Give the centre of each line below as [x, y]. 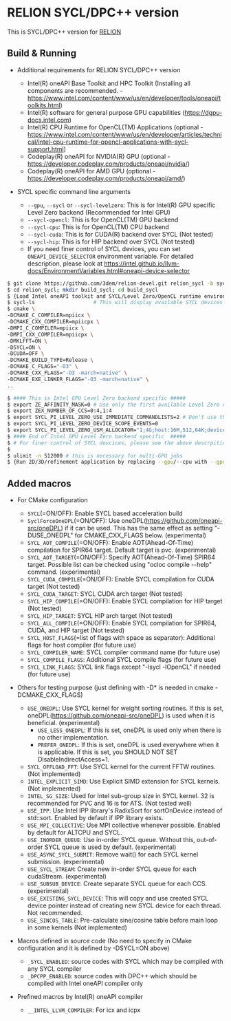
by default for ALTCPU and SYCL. [75, 832]
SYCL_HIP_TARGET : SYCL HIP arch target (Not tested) [100, 616]
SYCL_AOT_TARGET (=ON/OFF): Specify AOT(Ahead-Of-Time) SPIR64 [121, 557]
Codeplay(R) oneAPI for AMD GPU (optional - [91, 171]
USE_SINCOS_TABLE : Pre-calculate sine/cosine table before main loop [123, 921]
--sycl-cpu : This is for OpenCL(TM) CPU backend [98, 227]
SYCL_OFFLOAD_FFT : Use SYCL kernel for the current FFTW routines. [121, 767]
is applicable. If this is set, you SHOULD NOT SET [108, 752]
